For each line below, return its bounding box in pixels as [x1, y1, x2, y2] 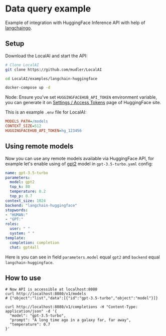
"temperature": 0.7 [10, 322, 51, 327]
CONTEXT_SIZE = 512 [5, 124, 42, 129]
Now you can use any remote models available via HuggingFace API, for [5, 155, 154, 161]
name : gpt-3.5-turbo [5, 170, 49, 175]
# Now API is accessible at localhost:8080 [5, 287, 98, 292]
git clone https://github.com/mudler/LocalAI [5, 67, 102, 72]
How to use [5, 273, 41, 282]
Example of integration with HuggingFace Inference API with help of [5, 20, 145, 26]
